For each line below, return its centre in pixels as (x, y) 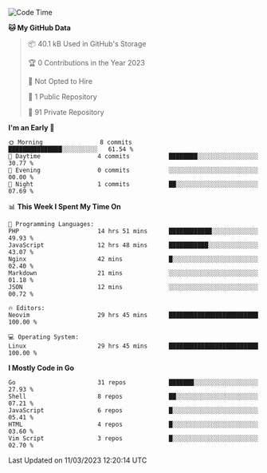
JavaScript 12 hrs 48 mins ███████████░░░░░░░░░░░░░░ (133, 245)
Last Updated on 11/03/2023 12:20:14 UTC (78, 460)
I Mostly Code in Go (41, 368)
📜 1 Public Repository (62, 97)
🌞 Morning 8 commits (71, 142)
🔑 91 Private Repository (66, 112)
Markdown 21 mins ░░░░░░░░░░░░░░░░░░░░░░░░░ (133, 273)
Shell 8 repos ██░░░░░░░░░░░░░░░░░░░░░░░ (133, 396)
